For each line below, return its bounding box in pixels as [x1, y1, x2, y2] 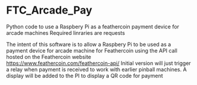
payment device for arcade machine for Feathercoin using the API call [6, 47, 177, 54]
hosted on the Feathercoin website [6, 53, 91, 60]
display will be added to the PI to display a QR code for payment [6, 72, 164, 79]
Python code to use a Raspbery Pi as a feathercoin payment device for [6, 23, 180, 30]
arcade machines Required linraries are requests [6, 29, 125, 36]
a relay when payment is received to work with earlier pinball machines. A [6, 66, 187, 73]
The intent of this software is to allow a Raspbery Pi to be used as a [6, 41, 171, 48]
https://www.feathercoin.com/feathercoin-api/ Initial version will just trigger [6, 60, 192, 67]
